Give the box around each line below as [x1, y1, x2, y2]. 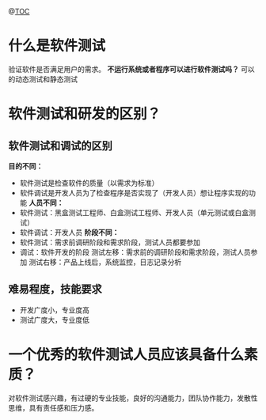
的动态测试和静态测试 [8, 74, 78, 84]
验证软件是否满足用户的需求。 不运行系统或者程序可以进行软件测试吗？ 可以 [8, 64, 255, 74]
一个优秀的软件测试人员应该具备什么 [8, 346, 245, 363]
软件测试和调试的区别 [8, 138, 112, 153]
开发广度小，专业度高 [19, 305, 89, 315]
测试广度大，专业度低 [19, 315, 89, 324]
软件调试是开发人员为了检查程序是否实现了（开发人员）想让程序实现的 [19, 187, 249, 197]
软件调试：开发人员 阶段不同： [19, 227, 120, 236]
